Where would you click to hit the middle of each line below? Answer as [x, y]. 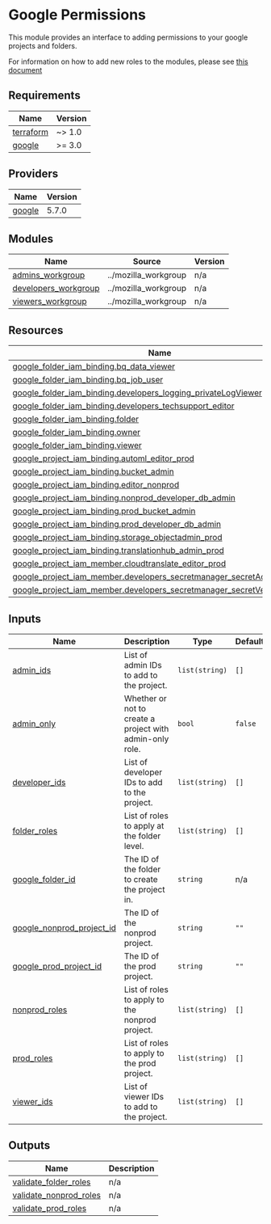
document [25, 70]
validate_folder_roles [52, 1182]
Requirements [44, 96]
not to [135, 709]
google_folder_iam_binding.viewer [77, 445]
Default [250, 642]
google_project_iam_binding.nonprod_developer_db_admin [124, 498]
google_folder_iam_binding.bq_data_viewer [94, 367]
